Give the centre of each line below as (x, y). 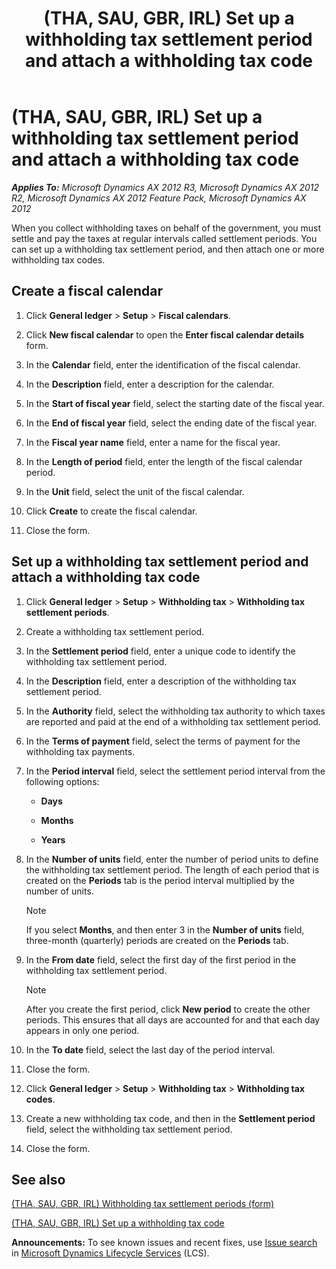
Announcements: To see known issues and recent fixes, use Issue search (164, 1243)
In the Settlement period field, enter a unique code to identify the (160, 651)
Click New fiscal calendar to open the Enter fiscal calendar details (165, 334)
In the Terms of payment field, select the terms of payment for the (163, 741)
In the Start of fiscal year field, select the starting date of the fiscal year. (175, 403)
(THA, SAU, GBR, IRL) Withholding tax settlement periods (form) (143, 1204)
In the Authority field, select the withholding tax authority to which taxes (175, 711)
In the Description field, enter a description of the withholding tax (161, 681)
